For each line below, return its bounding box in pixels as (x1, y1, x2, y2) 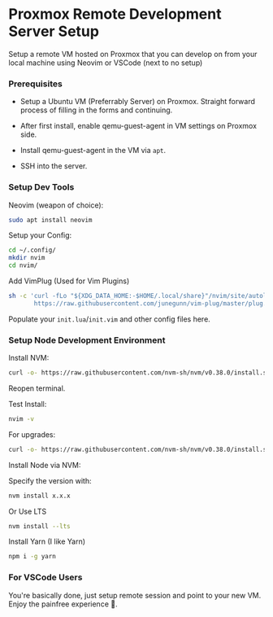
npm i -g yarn (8, 553, 57, 561)
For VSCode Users (8, 571, 83, 583)
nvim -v (8, 414, 35, 423)
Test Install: (8, 399, 47, 409)
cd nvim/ (8, 261, 38, 269)
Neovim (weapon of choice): (8, 200, 104, 210)
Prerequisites (8, 78, 63, 90)
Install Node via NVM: (8, 460, 81, 470)
